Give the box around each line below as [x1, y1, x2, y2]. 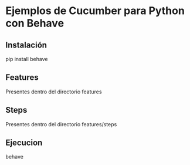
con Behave [5, 16, 65, 30]
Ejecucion [5, 138, 43, 148]
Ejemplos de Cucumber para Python [5, 4, 185, 18]
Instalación [5, 40, 48, 50]
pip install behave [5, 56, 48, 62]
